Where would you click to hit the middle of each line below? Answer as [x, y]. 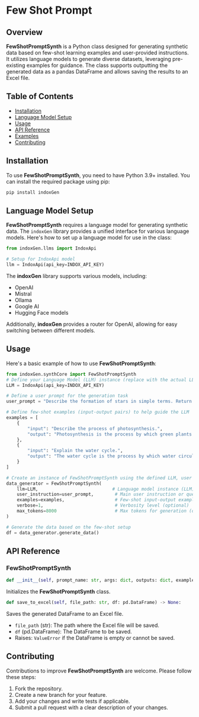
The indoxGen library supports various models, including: [76, 276]
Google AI [27, 306]
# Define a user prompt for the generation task [67, 396]
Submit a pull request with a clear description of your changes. [92, 707]
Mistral [23, 293]
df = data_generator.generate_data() [53, 533]
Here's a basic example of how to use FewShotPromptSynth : [81, 363]
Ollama [23, 300]
